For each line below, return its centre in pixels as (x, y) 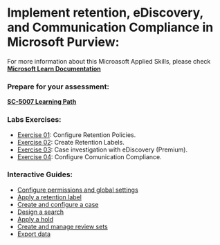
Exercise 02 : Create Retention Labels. (71, 142)
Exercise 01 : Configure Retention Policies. (76, 135)
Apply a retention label (49, 197)
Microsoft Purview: (63, 42)
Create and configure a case (58, 204)
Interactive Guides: (40, 174)
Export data (34, 234)
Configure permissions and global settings (77, 190)
